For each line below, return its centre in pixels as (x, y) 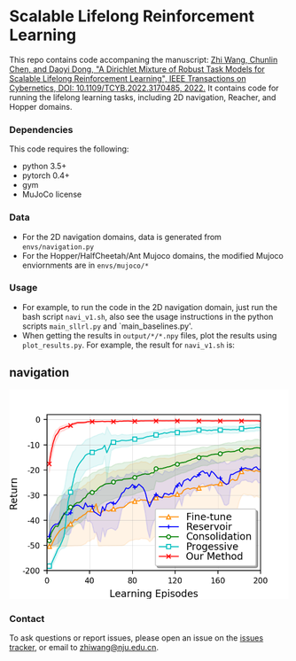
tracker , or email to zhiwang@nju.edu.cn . (84, 647)
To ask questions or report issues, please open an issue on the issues (136, 638)
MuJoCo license (52, 194)
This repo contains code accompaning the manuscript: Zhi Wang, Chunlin (144, 59)
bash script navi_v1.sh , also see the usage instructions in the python (148, 316)
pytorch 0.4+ (46, 175)
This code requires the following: (69, 149)
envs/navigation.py (58, 247)
